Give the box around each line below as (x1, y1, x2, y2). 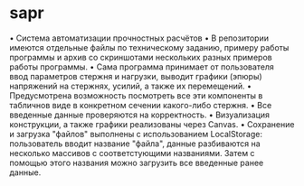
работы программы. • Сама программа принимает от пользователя (9, 61, 274, 72)
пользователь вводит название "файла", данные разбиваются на (9, 138, 261, 149)
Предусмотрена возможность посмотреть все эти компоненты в (9, 89, 263, 101)
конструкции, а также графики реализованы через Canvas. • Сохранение (9, 118, 295, 129)
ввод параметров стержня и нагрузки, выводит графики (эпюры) (9, 70, 262, 81)
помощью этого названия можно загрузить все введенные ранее (9, 157, 264, 168)
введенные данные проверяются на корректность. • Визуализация (9, 109, 270, 120)
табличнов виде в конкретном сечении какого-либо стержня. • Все (9, 99, 272, 110)
